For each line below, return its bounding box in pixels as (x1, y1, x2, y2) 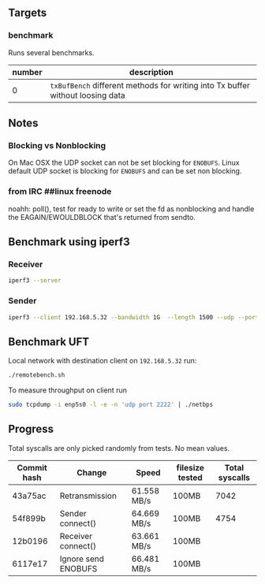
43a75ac (12, 490, 47, 501)
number (12, 66, 43, 77)
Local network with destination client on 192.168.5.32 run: (8, 356, 197, 366)
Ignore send (59, 553, 104, 564)
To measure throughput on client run (8, 385, 128, 395)
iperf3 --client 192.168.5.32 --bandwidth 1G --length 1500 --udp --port (8, 313, 259, 322)
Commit (17, 462, 47, 473)
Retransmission (59, 490, 117, 501)
